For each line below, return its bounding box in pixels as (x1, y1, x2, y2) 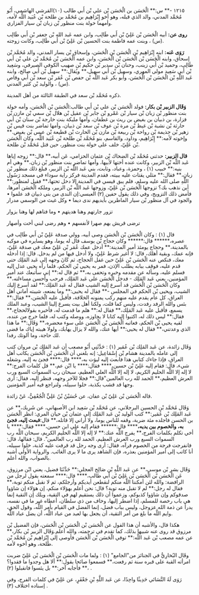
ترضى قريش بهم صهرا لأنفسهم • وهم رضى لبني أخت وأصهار (7, 219, 140, 226)
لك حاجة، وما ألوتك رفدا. (7, 332, 60, 338)
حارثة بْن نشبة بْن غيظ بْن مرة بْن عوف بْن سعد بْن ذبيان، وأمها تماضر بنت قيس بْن (7, 122, 185, 129)
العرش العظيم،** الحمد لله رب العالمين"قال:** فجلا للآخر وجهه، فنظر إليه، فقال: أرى (7, 375, 193, 382)
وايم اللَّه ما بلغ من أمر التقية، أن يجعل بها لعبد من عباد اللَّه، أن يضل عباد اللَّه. (7, 510, 173, 517)
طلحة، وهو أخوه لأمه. (7, 540, 53, 547)
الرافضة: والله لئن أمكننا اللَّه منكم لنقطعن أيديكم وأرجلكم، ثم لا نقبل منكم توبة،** (7, 478, 184, 485)
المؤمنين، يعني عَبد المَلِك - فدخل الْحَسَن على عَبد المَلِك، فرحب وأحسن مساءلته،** (7, 275, 188, 282)
